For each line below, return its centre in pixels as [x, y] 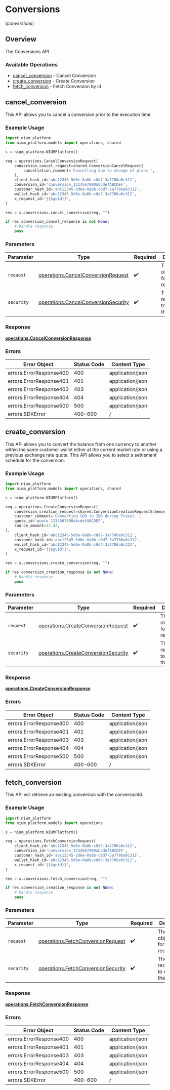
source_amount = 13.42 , [37, 526]
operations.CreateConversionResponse [48, 689]
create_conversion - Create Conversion [54, 81]
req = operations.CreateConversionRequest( [52, 507]
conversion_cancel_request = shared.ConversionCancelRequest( [79, 166]
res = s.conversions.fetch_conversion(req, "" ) [56, 879]
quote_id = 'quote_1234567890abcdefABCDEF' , [60, 521]
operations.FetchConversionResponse [47, 1004]
